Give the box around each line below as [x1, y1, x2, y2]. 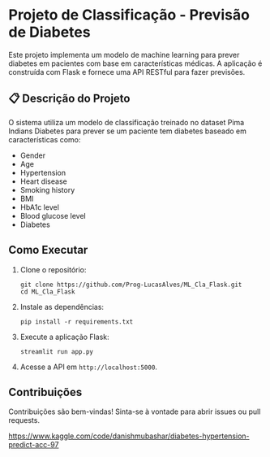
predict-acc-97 [8, 440, 59, 450]
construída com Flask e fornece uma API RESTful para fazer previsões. [8, 67, 246, 76]
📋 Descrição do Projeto [8, 92, 131, 106]
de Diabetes [8, 23, 91, 41]
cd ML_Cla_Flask [19, 287, 75, 296]
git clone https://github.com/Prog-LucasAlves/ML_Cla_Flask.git [19, 281, 242, 289]
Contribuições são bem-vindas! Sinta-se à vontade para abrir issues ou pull [8, 407, 261, 416]
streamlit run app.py [19, 347, 93, 355]
